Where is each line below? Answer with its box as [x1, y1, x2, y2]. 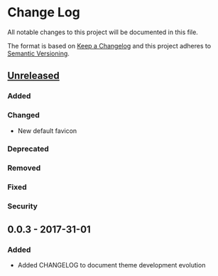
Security [7, 201, 38, 211]
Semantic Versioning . [7, 49, 70, 58]
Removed [7, 163, 41, 173]
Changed [7, 110, 40, 120]
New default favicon [17, 126, 77, 135]
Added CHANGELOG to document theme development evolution [17, 260, 206, 269]
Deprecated [7, 144, 50, 154]
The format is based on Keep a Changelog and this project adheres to [7, 41, 212, 50]
